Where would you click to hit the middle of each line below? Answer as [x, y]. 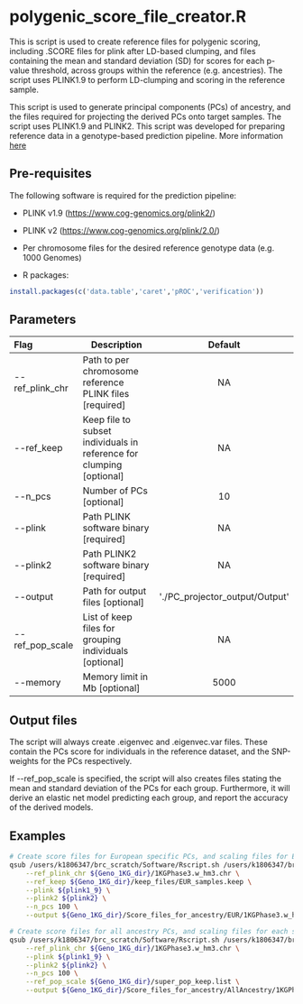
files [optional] [113, 603]
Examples [37, 836]
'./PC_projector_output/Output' [224, 597]
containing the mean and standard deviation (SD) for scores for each [137, 60]
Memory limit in [115, 677]
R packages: [46, 275]
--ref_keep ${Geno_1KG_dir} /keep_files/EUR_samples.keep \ [139, 881]
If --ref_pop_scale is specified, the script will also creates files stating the [146, 778]
